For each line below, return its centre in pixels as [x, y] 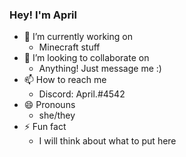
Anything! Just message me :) [100, 69]
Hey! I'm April [43, 15]
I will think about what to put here [107, 141]
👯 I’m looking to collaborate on [86, 58]
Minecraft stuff [69, 47]
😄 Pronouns [49, 105]
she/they [57, 115]
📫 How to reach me [65, 80]
